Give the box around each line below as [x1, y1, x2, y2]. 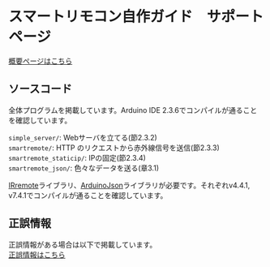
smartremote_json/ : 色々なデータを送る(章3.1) [8, 163, 160, 173]
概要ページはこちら [8, 56, 73, 66]
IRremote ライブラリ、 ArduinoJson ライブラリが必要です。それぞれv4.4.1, [8, 180, 251, 190]
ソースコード [8, 82, 72, 96]
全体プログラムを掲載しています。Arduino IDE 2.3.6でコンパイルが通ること [8, 105, 258, 114]
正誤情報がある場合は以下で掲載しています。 [8, 239, 157, 249]
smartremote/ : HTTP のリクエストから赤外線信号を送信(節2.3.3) [8, 143, 221, 153]
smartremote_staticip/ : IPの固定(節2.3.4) [8, 153, 146, 162]
